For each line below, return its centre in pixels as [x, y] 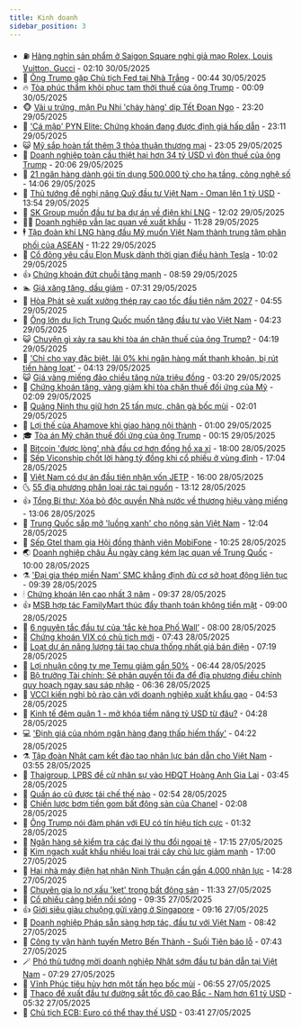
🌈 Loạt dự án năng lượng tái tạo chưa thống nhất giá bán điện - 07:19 [149, 646]
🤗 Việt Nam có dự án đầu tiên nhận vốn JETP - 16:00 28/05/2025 [143, 477]
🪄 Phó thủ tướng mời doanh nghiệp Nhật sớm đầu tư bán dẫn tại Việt [150, 961]
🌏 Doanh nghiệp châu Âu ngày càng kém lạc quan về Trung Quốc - [148, 552]
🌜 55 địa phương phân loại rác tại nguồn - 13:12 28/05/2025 [134, 486]
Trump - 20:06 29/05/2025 [73, 164]
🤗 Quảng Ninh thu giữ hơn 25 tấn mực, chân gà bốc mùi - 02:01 [139, 405]
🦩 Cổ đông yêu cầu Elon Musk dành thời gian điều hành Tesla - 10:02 [150, 254]
